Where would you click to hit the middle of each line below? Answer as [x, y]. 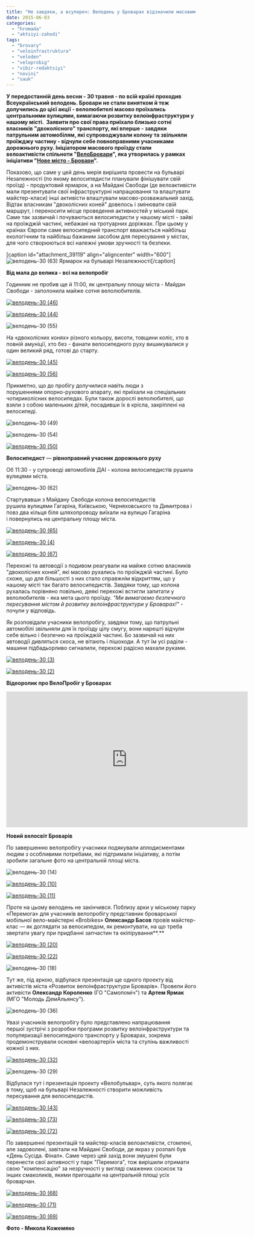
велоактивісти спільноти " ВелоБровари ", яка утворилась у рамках [96, 154]
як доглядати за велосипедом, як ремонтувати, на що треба [104, 927]
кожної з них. [23, 1048]
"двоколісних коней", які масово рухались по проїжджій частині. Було [97, 572]
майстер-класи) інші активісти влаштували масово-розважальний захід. [100, 198]
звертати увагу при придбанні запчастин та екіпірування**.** [85, 933]
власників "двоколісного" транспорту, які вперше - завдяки [87, 129]
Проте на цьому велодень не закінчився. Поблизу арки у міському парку [101, 907]
